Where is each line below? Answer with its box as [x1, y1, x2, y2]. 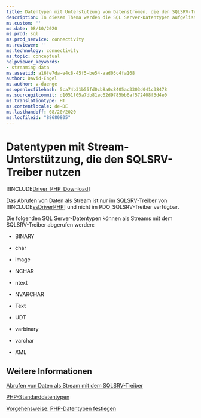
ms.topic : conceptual [6, 53, 60, 59]
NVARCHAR [14, 291, 45, 298]
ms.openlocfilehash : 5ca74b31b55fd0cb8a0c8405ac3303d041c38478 [6, 87, 167, 93]
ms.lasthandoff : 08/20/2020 [6, 109, 77, 115]
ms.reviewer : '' [6, 42, 47, 48]
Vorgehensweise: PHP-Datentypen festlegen [6, 405, 117, 412]
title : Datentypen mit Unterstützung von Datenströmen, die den [6, 8, 170, 15]
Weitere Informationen [6, 366, 93, 376]
